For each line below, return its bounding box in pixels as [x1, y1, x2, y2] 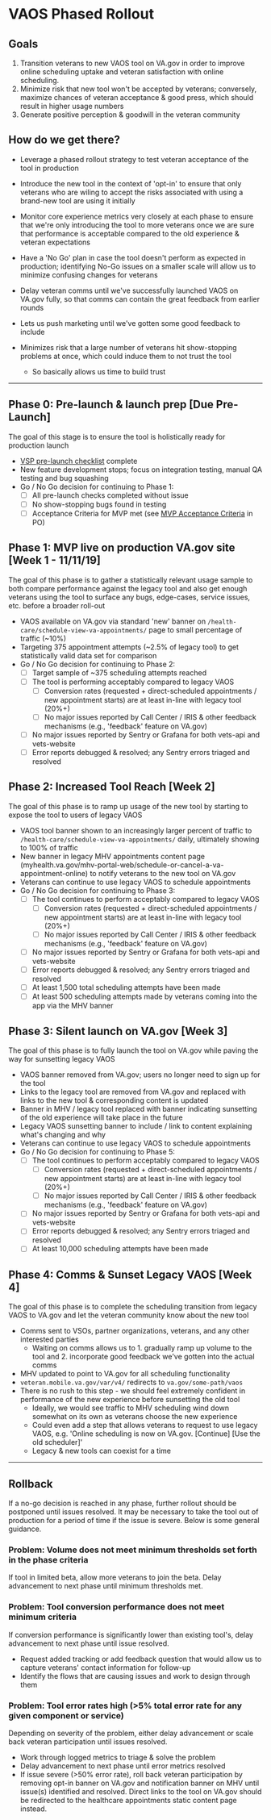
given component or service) [8, 1709, 124, 1721]
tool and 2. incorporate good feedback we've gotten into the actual [31, 1352, 256, 1362]
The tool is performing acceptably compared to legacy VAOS [31, 677, 235, 687]
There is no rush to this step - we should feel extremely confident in [19, 1386, 246, 1396]
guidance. [8, 1524, 42, 1534]
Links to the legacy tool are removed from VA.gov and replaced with [19, 1087, 246, 1097]
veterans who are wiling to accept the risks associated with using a [19, 187, 244, 197]
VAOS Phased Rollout [8, 5, 155, 23]
